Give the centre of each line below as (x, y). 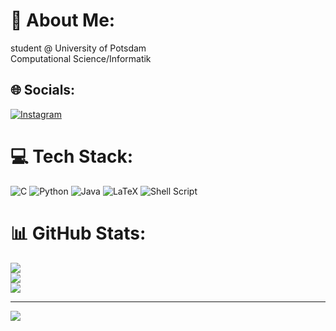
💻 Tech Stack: (72, 156)
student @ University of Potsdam (78, 48)
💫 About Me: (63, 20)
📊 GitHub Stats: (78, 233)
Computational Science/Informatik (81, 58)
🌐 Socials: (43, 90)
